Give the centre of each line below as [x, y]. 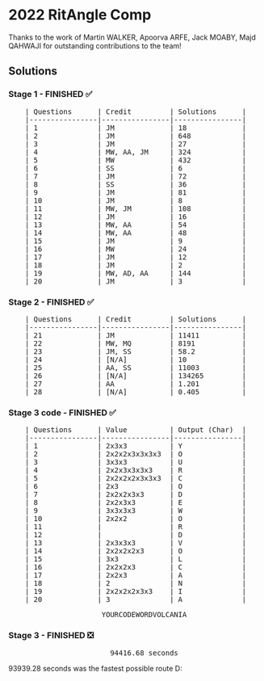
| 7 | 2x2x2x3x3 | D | [136, 495]
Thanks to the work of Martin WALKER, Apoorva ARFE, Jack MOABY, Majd [132, 37]
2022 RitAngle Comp [80, 15]
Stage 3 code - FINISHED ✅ [63, 412]
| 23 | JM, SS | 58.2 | [136, 351]
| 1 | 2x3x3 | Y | [136, 446]
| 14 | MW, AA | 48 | [136, 233]
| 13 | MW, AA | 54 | [136, 225]
